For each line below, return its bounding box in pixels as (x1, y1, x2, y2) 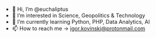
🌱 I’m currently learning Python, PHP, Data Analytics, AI (11, 18, 150, 25)
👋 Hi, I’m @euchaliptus (11, 6, 68, 12)
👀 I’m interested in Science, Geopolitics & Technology (11, 12, 146, 19)
